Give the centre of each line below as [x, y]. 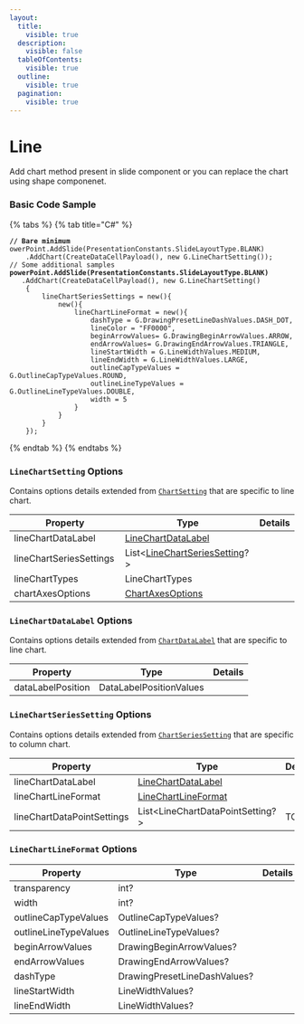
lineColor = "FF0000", [133, 328]
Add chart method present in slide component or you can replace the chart [149, 172]
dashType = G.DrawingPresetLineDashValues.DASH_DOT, [192, 320]
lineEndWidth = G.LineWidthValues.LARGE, [169, 360]
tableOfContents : [50, 60]
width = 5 [109, 399]
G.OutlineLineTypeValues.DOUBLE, [72, 391]
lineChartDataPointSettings [71, 817]
